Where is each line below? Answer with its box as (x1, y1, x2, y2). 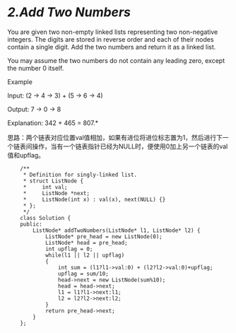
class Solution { (20, 214, 71, 221)
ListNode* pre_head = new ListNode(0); (45, 233, 163, 240)
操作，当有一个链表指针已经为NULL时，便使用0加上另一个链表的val (31, 142, 228, 151)
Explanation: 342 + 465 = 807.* (7, 118, 99, 127)
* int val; (23, 183, 69, 191)
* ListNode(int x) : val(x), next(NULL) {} (23, 196, 166, 203)
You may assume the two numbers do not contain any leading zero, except (7, 56, 225, 64)
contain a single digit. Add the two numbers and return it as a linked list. (7, 42, 216, 51)
